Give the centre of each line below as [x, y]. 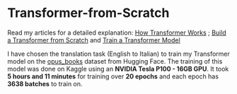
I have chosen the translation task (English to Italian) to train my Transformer [118, 54]
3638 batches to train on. [45, 83]
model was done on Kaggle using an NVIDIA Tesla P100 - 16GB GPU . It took [118, 69]
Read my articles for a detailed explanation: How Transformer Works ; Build [117, 33]
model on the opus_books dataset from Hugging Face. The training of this [115, 61]
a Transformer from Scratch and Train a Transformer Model [94, 40]
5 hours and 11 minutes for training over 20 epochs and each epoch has [113, 76]
